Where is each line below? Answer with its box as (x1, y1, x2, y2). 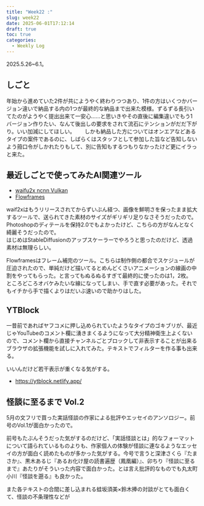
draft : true (6, 26, 36, 32)
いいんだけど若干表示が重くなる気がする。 (6, 365, 113, 373)
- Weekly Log (12, 43, 45, 49)
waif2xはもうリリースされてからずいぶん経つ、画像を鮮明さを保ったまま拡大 (6, 205, 198, 213)
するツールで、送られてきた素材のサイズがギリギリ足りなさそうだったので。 (6, 213, 197, 220)
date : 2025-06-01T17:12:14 (6, 20, 75, 26)
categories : (6, 37, 36, 43)
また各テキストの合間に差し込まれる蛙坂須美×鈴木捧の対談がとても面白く (6, 485, 190, 493)
